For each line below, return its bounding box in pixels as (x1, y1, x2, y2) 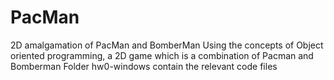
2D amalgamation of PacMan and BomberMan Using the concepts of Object (10, 39, 324, 51)
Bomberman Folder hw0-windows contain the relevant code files (10, 60, 278, 72)
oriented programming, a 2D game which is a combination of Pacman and (10, 49, 314, 61)
